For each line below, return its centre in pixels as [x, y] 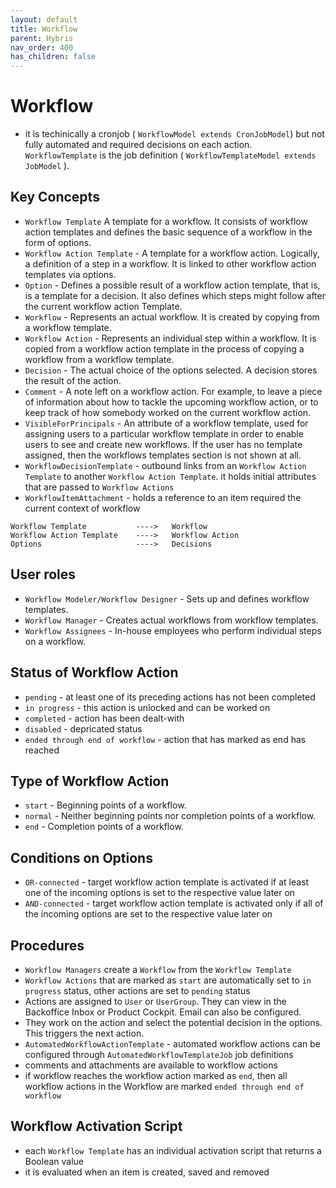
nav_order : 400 [42, 47]
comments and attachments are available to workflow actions [151, 1065]
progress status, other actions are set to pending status [137, 990]
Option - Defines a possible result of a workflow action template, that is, [172, 285]
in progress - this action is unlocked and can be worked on [147, 707]
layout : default [44, 19]
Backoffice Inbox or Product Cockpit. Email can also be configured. [163, 1012]
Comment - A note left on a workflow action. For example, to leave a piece [173, 391]
